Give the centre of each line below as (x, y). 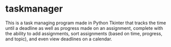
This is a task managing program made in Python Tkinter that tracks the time (86, 23)
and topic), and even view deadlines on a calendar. (59, 39)
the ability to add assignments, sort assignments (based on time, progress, (84, 33)
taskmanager (34, 9)
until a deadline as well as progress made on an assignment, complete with (84, 28)
